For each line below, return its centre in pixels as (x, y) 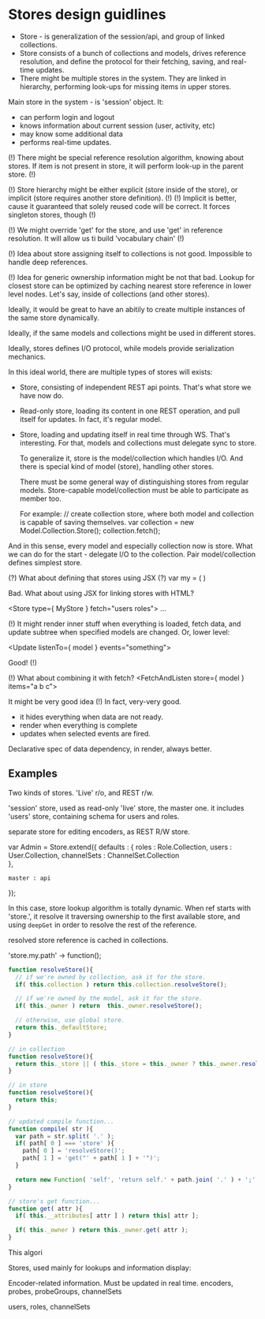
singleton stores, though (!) (52, 214)
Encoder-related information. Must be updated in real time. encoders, (121, 1283)
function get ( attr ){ (45, 1209)
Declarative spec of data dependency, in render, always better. (110, 749)
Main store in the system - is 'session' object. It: (86, 102)
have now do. (42, 395)
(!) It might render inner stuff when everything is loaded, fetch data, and (125, 624)
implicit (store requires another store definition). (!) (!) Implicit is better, (122, 198)
